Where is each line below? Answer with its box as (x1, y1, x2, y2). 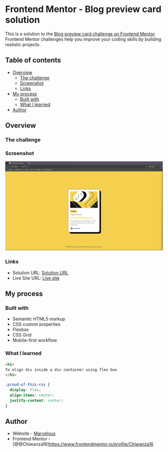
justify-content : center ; (9, 398, 64, 403)
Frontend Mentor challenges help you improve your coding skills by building (5, 36, 161, 42)
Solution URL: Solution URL (12, 270, 68, 276)
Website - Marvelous (12, 430, 56, 436)
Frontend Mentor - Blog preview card (5, 4, 161, 15)
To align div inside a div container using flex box (5, 367, 117, 372)
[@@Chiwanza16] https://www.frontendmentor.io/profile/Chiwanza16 (12, 441, 154, 447)
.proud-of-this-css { (5, 382, 50, 387)
